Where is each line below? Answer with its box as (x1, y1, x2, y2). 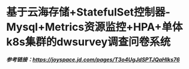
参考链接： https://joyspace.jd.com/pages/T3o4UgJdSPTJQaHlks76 (6, 56, 180, 63)
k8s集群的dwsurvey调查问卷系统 (6, 35, 171, 49)
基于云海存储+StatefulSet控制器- (6, 5, 171, 19)
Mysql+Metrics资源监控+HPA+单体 (6, 20, 183, 34)
